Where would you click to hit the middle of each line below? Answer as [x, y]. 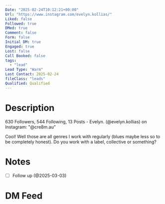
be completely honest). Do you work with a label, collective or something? [81, 142]
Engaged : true [20, 47]
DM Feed [24, 196]
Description [30, 108]
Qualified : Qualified [28, 83]
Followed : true [21, 24]
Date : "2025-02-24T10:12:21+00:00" [42, 10]
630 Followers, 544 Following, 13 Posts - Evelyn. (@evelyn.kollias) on [76, 121]
